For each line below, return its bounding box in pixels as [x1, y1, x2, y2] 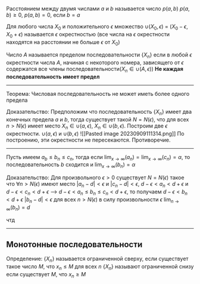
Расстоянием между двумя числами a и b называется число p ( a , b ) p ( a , [6, 5, 190, 12]
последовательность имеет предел [6, 73, 100, 80]
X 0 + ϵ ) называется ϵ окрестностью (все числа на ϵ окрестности [6, 30, 170, 39]
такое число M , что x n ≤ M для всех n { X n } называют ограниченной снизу [6, 263, 194, 271]
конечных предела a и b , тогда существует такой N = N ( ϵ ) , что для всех [6, 116, 189, 123]
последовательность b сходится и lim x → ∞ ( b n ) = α [6, 161, 136, 170]
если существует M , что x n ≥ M [6, 270, 86, 279]
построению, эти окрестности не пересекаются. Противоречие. [6, 136, 171, 143]
